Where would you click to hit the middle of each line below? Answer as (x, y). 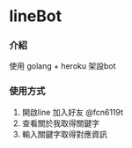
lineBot (36, 16)
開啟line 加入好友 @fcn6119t (72, 112)
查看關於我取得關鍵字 (60, 123)
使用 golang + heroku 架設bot (62, 66)
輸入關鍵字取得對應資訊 (64, 134)
